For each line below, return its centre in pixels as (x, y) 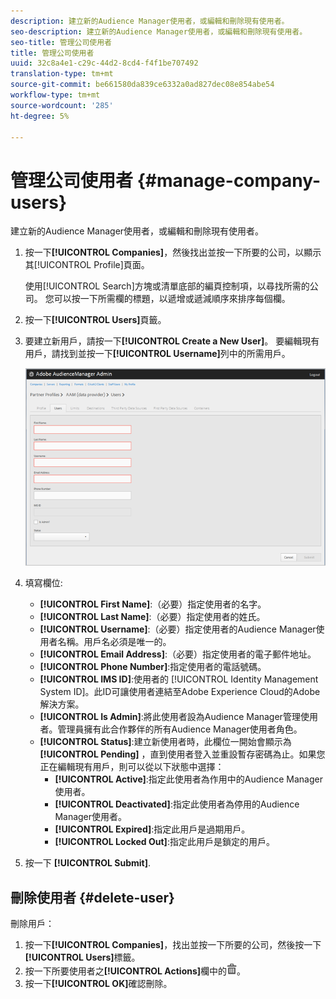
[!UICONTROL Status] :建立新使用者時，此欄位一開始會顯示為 (165, 742)
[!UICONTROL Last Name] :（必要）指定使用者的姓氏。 (152, 617)
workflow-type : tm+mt (55, 95)
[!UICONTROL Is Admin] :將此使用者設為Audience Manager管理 (170, 717)
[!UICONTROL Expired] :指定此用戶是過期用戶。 (152, 829)
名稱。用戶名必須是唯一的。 (114, 642)
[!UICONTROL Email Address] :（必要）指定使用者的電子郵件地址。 (178, 654)
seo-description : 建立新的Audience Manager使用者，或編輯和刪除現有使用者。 (159, 31)
